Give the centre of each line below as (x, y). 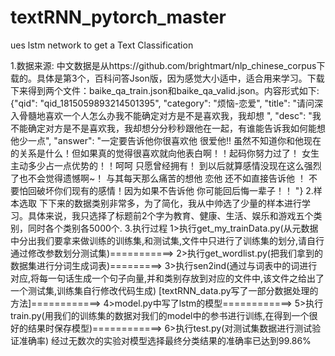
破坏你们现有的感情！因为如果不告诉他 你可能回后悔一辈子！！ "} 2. (175, 190)
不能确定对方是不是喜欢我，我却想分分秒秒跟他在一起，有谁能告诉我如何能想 (168, 128)
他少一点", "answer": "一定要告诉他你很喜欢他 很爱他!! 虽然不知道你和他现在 (166, 140)
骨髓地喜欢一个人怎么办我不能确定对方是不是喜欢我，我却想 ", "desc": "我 (170, 115)
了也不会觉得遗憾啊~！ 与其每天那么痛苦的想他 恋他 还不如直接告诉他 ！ (158, 178)
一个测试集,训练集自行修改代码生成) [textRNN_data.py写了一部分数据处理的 (164, 290)
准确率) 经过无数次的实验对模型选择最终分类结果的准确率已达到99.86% (165, 340)
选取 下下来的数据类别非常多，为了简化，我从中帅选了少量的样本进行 (160, 203)
